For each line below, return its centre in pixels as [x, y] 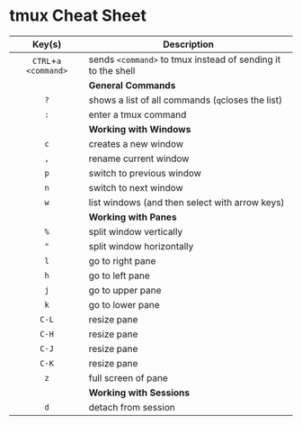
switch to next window [136, 187]
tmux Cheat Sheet [78, 16]
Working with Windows [140, 129]
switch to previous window [145, 173]
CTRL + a [47, 60]
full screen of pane [128, 377]
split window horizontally [141, 246]
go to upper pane [125, 290]
